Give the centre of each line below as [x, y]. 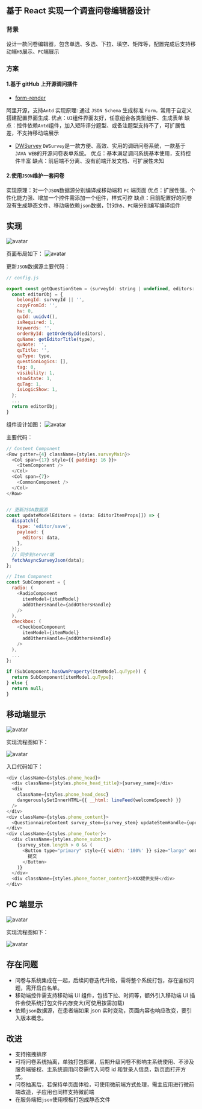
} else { [17, 683]
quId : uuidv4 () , [38, 317]
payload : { [31, 532]
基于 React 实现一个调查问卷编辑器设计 [78, 11]
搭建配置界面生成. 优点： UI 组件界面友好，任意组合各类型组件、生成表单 [95, 118]
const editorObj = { [37, 294]
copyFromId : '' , [38, 306]
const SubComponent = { [36, 582]
